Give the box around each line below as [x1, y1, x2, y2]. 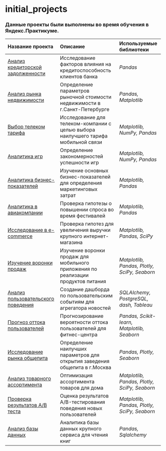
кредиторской [7, 64, 42, 71]
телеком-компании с [60, 120, 112, 127]
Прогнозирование [60, 313, 104, 320]
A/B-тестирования [60, 399, 105, 405]
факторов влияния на [60, 61, 111, 68]
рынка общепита [7, 355, 48, 362]
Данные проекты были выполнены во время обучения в [5, 21, 149, 28]
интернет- [83, 233, 109, 240]
